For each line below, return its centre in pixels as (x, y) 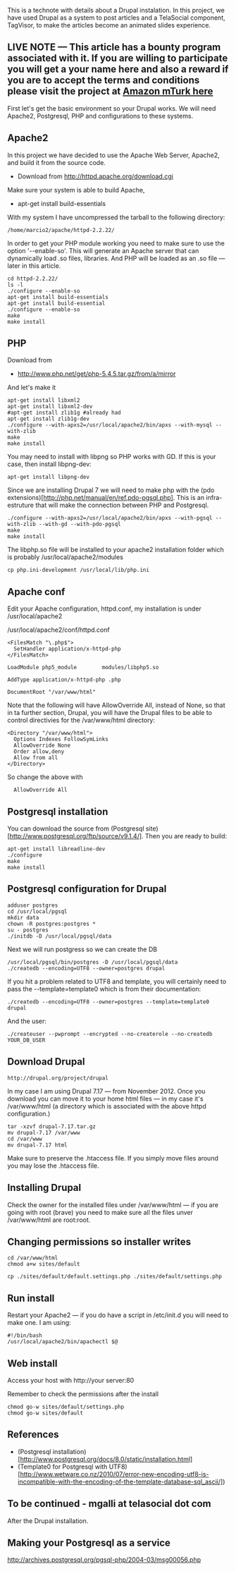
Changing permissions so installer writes (99, 1241)
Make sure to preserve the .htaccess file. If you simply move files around (113, 1158)
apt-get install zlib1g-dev (49, 419)
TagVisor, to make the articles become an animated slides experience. (109, 25)
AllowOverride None (42, 746)
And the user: (27, 1021)
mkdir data (23, 917)
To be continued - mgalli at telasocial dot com (109, 1504)
